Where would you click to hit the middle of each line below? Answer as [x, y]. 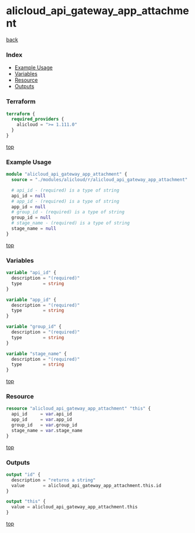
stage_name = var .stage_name [47, 430]
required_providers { [38, 119]
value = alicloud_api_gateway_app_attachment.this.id [86, 485]
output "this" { [26, 502]
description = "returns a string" [53, 480]
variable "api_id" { [31, 273]
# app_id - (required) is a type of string [65, 201]
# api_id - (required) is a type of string [65, 190]
